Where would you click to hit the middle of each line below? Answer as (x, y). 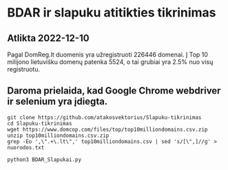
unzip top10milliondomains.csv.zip (58, 136)
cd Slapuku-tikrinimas (40, 123)
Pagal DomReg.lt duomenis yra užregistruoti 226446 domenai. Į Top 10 (108, 54)
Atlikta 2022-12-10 (48, 38)
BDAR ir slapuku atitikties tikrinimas (112, 13)
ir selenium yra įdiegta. (58, 102)
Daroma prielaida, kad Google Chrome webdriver (114, 91)
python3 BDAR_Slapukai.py (44, 160)
